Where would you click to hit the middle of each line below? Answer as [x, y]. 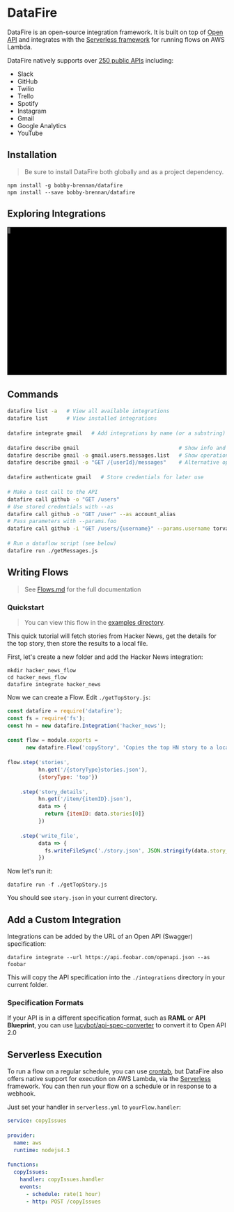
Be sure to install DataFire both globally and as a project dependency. [124, 171]
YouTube [30, 133]
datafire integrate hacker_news [54, 684]
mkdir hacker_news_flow [42, 670]
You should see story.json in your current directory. [83, 898]
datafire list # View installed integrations [82, 419]
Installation [32, 155]
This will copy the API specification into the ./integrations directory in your [116, 977]
